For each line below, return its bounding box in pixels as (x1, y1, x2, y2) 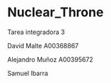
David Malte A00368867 (7, 41, 79, 50)
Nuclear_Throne (7, 4, 104, 21)
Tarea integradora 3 (7, 28, 65, 36)
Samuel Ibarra (7, 69, 48, 77)
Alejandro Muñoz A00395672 (7, 55, 93, 64)
